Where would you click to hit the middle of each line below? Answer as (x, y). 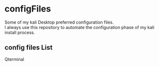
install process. (20, 32)
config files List (29, 47)
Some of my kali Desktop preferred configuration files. (59, 22)
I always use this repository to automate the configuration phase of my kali (79, 27)
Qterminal (14, 59)
